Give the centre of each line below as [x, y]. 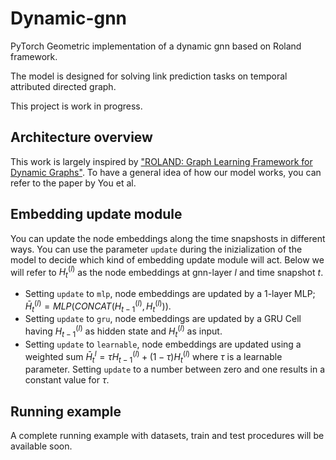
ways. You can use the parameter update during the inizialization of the [156, 249]
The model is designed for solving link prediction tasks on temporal [149, 76]
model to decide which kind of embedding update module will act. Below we [167, 259]
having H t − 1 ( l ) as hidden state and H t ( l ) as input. [123, 331]
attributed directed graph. [63, 86]
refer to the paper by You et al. [73, 183]
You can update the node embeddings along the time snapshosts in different [168, 238]
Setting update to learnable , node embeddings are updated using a [163, 344]
